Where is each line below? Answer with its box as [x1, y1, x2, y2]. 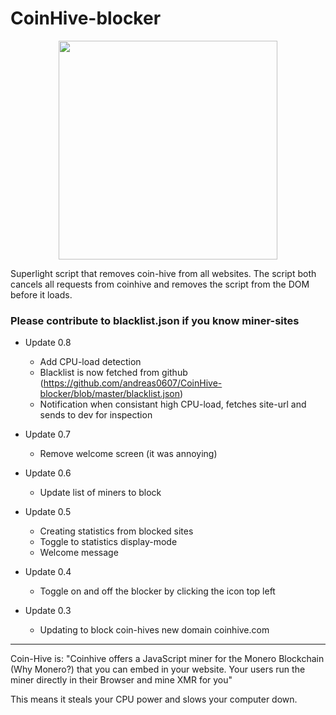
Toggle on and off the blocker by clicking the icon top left [39, 585, 276, 597]
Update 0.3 [24, 605, 72, 617]
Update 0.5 [24, 506, 72, 518]
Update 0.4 [24, 566, 72, 578]
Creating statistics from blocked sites [39, 525, 194, 537]
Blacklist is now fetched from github [39, 367, 188, 379]
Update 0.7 [24, 428, 71, 441]
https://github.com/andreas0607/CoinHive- [43, 377, 223, 389]
